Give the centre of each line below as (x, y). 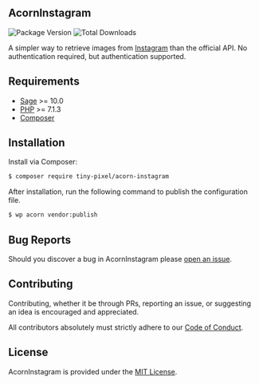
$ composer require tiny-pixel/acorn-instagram (89, 176)
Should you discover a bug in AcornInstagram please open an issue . (120, 259)
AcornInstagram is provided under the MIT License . (93, 371)
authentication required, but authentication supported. (97, 56)
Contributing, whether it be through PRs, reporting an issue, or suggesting (130, 303)
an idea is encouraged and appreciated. (74, 311)
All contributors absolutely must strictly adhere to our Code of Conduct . (126, 327)
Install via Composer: (43, 162)
